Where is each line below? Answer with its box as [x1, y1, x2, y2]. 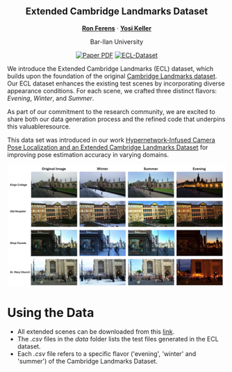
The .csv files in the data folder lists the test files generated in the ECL [17, 335, 219, 343]
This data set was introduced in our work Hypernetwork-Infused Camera [7, 136, 215, 144]
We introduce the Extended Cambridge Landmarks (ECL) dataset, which [7, 64, 214, 72]
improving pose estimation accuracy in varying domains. [7, 150, 169, 159]
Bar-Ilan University [90, 38, 144, 46]
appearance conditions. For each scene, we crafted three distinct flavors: [7, 86, 217, 95]
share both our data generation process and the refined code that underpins [7, 115, 226, 123]
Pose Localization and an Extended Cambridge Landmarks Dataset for [7, 143, 208, 152]
